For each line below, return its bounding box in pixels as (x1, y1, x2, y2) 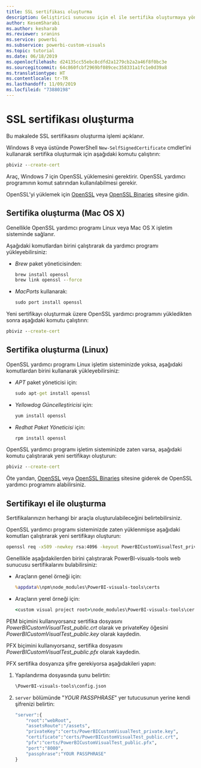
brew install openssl (14, 271, 69, 277)
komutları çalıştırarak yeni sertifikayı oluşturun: (6, 533, 121, 540)
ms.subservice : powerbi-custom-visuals (6, 43, 106, 49)
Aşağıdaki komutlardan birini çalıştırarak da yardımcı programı (6, 242, 159, 249)
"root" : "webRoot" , (26, 717, 72, 724)
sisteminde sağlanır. (6, 230, 56, 237)
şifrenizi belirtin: (14, 700, 55, 707)
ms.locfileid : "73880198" (6, 87, 71, 93)
